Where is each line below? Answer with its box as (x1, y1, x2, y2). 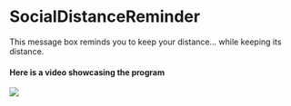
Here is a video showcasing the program (9, 66, 166, 78)
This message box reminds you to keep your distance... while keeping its (9, 36, 282, 47)
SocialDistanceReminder (9, 6, 201, 27)
